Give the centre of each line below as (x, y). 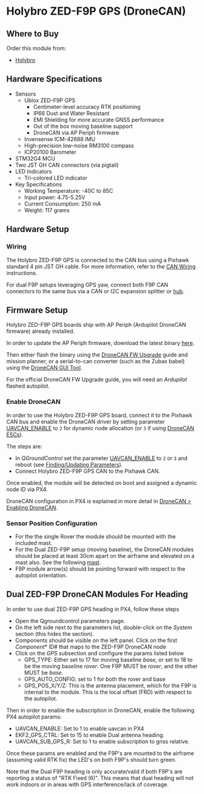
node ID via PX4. (27, 489)
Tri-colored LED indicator (56, 178)
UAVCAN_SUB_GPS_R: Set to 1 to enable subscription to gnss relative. (102, 741)
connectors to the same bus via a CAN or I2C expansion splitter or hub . (95, 291)
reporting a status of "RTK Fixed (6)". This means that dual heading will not (100, 778)
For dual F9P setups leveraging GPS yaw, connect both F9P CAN (87, 285)
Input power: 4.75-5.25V (55, 197)
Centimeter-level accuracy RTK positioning (87, 106)
